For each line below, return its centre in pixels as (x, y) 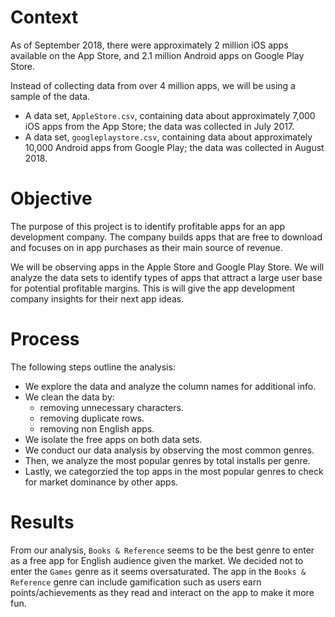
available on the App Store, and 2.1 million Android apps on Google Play (157, 55)
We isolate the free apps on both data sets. (113, 439)
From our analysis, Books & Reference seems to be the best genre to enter (162, 550)
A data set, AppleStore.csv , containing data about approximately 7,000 (170, 115)
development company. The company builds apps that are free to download (166, 237)
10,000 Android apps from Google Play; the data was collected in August (174, 147)
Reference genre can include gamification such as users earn (136, 582)
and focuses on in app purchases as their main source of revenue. (146, 247)
